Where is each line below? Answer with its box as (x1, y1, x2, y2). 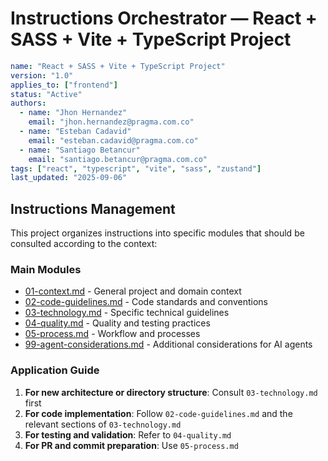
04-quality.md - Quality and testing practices (24, 317, 211, 329)
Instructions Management (10, 200, 176, 217)
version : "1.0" (10, 70, 74, 81)
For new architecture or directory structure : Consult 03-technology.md (24, 386, 318, 398)
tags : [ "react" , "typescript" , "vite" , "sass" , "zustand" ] (10, 163, 262, 174)
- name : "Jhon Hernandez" (19, 108, 128, 118)
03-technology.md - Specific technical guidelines (24, 307, 230, 319)
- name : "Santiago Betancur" (19, 145, 141, 155)
